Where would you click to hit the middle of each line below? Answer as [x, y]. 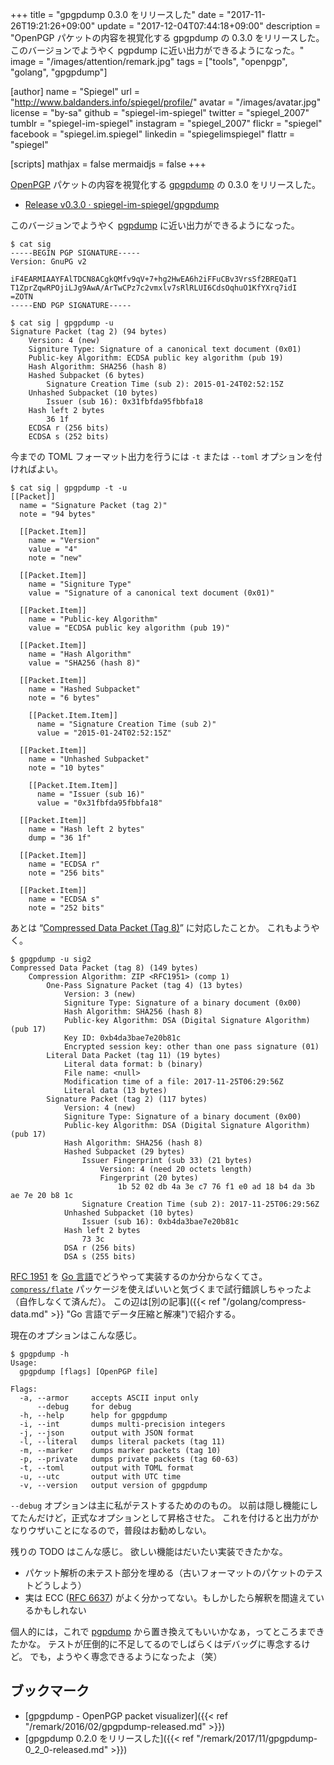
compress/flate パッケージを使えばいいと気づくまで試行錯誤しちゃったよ [161, 1289]
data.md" [29, 1314]
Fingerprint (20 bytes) [149, 1178]
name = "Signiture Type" [80, 584]
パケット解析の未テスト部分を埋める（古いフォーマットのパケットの [165, 1572]
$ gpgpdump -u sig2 [51, 959]
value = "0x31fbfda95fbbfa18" [99, 803]
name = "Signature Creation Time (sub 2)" [126, 724]
